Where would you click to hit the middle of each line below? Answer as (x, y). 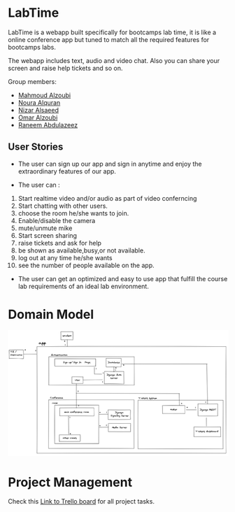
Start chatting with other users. (63, 206)
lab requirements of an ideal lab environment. (83, 286)
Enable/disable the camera (57, 220)
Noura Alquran (39, 102)
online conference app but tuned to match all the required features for (109, 39)
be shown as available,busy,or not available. (81, 250)
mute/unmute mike (45, 228)
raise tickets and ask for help (60, 243)
